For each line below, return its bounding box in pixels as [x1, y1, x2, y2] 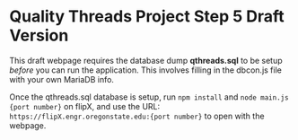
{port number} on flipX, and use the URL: [9, 101, 161, 111]
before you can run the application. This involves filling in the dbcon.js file [9, 65, 283, 75]
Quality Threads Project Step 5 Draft [9, 6, 285, 27]
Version [9, 25, 69, 46]
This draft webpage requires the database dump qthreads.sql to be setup [9, 55, 283, 66]
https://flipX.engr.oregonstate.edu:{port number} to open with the [9, 110, 265, 121]
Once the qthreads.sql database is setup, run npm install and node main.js [9, 92, 289, 102]
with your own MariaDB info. [9, 74, 115, 84]
